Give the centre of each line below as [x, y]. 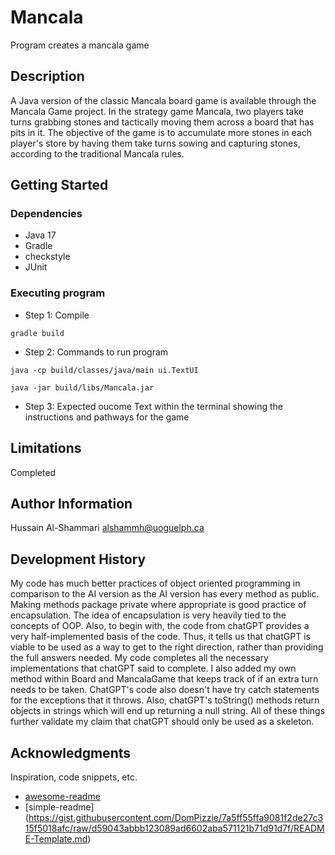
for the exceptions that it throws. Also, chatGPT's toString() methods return [165, 700]
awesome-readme [62, 796]
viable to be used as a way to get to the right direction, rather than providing [167, 647]
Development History [78, 559]
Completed [33, 472]
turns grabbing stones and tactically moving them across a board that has [162, 122]
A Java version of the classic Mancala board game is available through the [163, 100]
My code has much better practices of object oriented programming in [155, 583]
